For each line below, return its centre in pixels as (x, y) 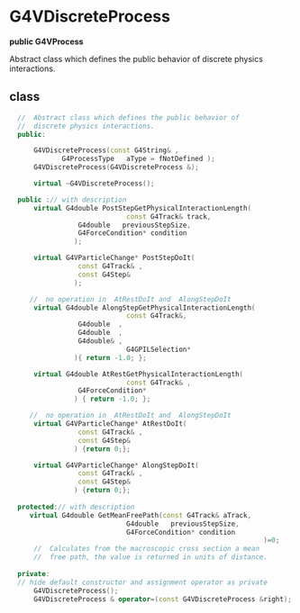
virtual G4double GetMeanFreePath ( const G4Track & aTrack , (141, 515)
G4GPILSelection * (159, 349)
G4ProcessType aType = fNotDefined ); (139, 159)
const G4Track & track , (168, 216)
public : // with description (72, 200)
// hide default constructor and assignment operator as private (143, 582)
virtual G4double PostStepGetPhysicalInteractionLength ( (142, 208)
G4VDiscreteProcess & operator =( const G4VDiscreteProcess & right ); (163, 599)
